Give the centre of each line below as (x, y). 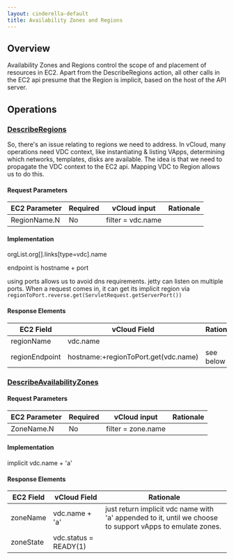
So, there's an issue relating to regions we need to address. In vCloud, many (117, 144)
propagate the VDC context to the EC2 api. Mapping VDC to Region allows (114, 167)
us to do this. (26, 174)
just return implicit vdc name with (159, 509)
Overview (29, 48)
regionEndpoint (36, 356)
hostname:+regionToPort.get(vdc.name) (133, 356)
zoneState (27, 543)
